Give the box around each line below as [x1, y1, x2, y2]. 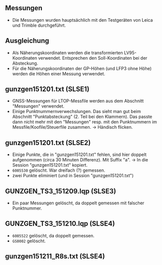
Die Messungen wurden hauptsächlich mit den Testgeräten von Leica [12, 17, 153, 23]
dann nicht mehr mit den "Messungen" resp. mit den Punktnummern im [12, 119, 157, 125]
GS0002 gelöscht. [12, 238, 46, 244]
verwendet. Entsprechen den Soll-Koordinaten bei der [38, 55, 148, 61]
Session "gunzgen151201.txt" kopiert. [12, 162, 88, 168]
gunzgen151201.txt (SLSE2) [5, 138, 91, 147]
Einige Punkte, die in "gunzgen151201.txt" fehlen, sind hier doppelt [12, 151, 147, 157]
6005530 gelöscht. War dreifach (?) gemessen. [12, 167, 105, 173]
